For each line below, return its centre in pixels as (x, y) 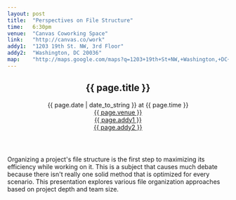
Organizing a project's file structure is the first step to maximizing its (106, 159)
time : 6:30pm (29, 27)
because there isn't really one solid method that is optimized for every (109, 174)
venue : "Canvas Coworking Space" (58, 33)
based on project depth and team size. (63, 189)
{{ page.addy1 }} (118, 119)
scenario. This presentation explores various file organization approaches (114, 181)
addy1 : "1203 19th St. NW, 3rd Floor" (66, 46)
